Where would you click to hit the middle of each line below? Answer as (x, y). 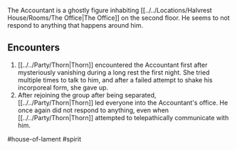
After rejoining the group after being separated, (87, 95)
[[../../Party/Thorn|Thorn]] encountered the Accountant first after (112, 65)
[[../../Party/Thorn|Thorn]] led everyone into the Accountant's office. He (123, 102)
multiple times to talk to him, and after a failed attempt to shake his (115, 80)
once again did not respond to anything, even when (93, 110)
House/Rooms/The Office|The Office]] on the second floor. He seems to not (118, 18)
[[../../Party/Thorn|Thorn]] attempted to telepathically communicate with (123, 117)
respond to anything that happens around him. (75, 25)
